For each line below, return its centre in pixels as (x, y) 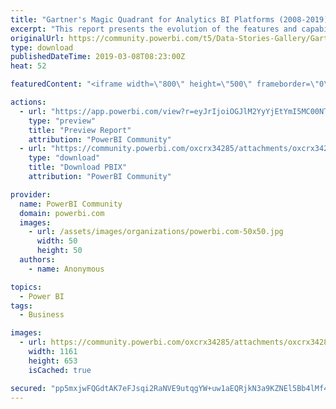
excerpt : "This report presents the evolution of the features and (154, 29)
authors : (37, 260)
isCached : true (60, 370)
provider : (31, 194)
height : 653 (53, 361)
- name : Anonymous (66, 269)
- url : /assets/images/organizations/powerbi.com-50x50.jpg (156, 232)
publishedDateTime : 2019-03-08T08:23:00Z (98, 57)
